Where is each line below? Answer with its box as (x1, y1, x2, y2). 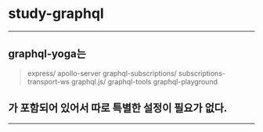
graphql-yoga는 (8, 48, 86, 61)
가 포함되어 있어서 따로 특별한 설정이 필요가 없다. (8, 102, 228, 115)
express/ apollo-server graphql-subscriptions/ (27, 68, 178, 78)
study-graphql (8, 5, 104, 23)
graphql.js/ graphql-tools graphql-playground (71, 77, 218, 86)
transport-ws (27, 77, 70, 86)
